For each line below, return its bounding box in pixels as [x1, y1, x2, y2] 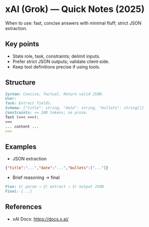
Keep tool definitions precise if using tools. [12, 63, 101, 69]
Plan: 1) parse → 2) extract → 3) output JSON [5, 184, 104, 189]
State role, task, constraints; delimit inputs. [12, 53, 100, 59]
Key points [5, 40, 39, 48]
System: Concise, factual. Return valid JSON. [5, 91, 104, 96]
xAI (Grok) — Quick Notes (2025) [5, 3, 145, 15]
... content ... [5, 124, 39, 129]
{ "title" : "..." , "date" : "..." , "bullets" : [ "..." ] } [5, 165, 108, 170]
